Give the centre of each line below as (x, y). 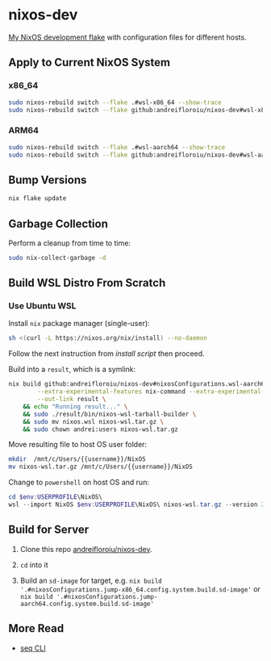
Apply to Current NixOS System (90, 63)
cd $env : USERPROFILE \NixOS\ (56, 497)
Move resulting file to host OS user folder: (78, 445)
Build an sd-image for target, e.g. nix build (91, 580)
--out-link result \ (72, 400)
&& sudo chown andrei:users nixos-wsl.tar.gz (101, 429)
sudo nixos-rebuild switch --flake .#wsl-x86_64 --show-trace (115, 102)
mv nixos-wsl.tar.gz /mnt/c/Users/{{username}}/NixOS (101, 467)
